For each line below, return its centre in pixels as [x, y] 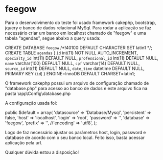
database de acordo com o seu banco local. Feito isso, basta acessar [75, 137]
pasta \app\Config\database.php [38, 93]
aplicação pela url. [24, 142]
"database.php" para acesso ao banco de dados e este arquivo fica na [76, 88]
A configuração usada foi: [31, 103]
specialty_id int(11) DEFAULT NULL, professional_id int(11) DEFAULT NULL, [82, 58]
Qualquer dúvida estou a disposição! [42, 152]
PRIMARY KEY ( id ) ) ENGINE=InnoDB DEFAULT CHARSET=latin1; [70, 73]
